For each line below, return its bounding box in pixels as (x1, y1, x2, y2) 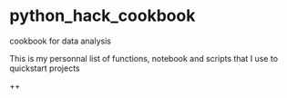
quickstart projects (9, 63, 80, 73)
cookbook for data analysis (9, 35, 112, 46)
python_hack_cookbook (9, 5, 196, 26)
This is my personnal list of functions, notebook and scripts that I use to (9, 53, 279, 64)
